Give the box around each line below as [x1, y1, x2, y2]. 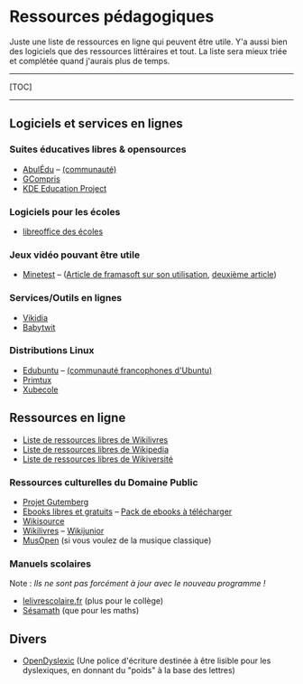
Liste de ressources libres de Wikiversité [22, 454, 174, 464]
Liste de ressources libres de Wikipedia [22, 444, 170, 454]
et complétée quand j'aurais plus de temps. [9, 55, 170, 66]
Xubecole [22, 384, 59, 395]
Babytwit [22, 322, 56, 333]
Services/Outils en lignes [9, 292, 123, 305]
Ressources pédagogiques [9, 6, 215, 27]
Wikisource [22, 515, 65, 526]
